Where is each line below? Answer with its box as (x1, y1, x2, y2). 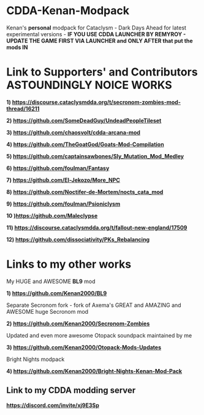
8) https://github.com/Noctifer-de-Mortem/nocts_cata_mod (6, 188, 164, 195)
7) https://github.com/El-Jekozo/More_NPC (6, 176, 121, 184)
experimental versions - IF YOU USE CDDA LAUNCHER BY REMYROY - (6, 30, 186, 37)
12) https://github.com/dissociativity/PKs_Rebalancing (6, 236, 150, 243)
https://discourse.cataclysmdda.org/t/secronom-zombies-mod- (12, 98, 181, 106)
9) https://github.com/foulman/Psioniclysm (6, 200, 121, 207)
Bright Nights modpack (6, 355, 65, 363)
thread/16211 (6, 105, 40, 112)
